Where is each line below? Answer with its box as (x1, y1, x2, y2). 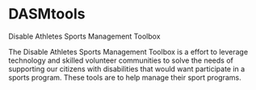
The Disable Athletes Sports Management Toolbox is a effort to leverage (8, 47, 249, 56)
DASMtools (8, 5, 86, 23)
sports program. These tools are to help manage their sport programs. (8, 72, 241, 82)
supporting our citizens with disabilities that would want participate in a (8, 63, 246, 73)
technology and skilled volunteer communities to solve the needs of (8, 55, 234, 65)
